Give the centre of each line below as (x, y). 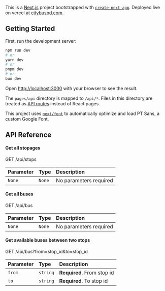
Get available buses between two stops (48, 240)
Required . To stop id (84, 281)
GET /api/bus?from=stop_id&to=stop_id (46, 251)
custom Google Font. (27, 119)
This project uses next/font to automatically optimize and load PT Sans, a (82, 113)
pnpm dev (14, 69)
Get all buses (19, 194)
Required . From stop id (87, 273)
